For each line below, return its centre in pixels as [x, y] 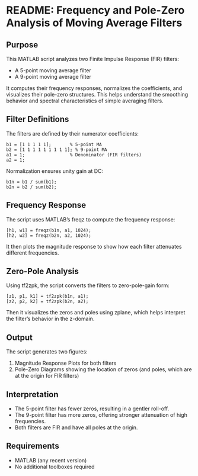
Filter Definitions [38, 119]
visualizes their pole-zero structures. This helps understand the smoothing [97, 94]
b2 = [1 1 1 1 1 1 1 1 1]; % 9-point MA [57, 149]
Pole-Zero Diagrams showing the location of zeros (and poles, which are [103, 369]
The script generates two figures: [47, 352]
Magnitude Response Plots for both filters [66, 363]
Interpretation [32, 394]
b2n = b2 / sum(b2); [32, 187]
